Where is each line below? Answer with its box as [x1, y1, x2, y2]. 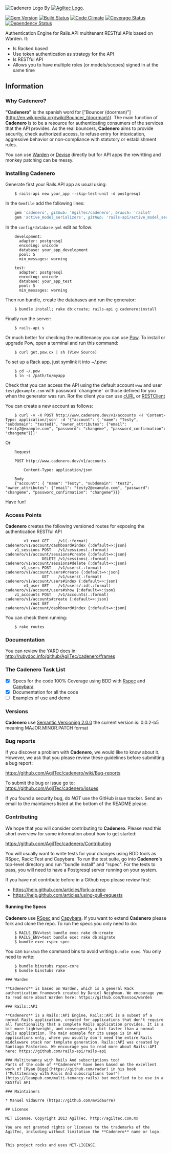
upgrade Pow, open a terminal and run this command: [5, 340, 119, 346]
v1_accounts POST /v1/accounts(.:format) [14, 592, 109, 597]
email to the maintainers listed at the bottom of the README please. [5, 801, 148, 807]
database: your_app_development [18, 247, 88, 253]
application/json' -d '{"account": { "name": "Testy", [18, 417, 139, 422]
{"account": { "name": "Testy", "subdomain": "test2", [14, 481, 134, 486]
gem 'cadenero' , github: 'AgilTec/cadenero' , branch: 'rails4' [14, 210, 153, 215]
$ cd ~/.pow [14, 368, 40, 373]
